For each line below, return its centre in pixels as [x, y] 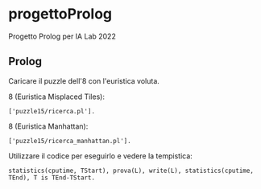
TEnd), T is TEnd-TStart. [52, 178]
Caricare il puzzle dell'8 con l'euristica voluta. [84, 80]
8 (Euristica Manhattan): [48, 126]
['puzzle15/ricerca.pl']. [52, 111]
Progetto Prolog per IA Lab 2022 [62, 36]
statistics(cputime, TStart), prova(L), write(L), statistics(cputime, [131, 171]
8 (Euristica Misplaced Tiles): [56, 97]
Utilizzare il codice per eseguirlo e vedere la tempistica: [101, 156]
